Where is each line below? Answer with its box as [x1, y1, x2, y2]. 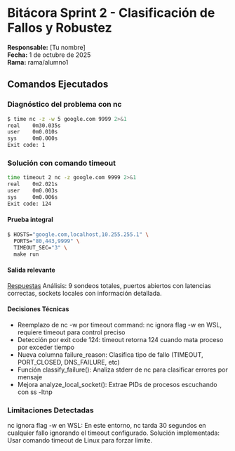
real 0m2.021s [7, 181, 58, 188]
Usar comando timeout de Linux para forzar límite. [7, 436, 153, 445]
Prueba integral [7, 216, 54, 224]
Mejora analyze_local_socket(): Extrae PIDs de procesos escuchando [17, 380, 217, 388]
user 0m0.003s [7, 188, 58, 195]
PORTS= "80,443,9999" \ [13, 237, 80, 244]
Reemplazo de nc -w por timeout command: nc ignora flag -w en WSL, [17, 320, 222, 329]
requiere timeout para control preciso [17, 328, 126, 336]
